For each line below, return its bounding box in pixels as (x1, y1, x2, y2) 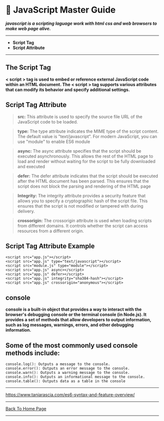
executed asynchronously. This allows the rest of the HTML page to (17, 153, 153, 159)
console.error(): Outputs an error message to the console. (5, 366, 130, 371)
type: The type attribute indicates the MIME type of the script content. (17, 128, 159, 134)
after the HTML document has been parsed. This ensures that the (17, 178, 149, 184)
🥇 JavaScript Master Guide (5, 4, 116, 16)
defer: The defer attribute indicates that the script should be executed (17, 173, 159, 179)
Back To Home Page (5, 406, 47, 411)
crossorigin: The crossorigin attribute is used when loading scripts (17, 217, 152, 223)
